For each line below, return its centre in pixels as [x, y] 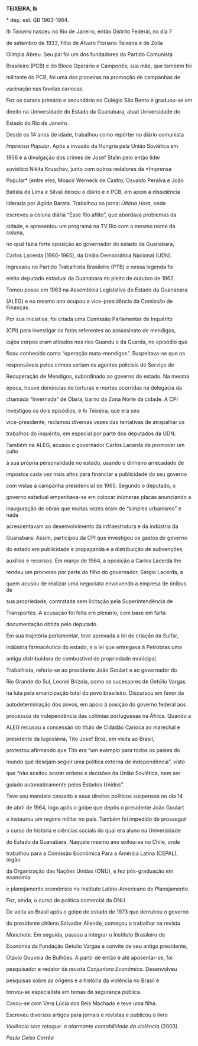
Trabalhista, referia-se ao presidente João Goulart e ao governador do [92, 670]
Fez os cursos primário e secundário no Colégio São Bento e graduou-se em [99, 100]
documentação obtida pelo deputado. [52, 624]
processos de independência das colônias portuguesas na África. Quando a [99, 716]
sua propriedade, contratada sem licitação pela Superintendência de [90, 601]
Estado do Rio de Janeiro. [38, 123]
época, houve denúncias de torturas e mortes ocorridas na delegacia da [94, 388]
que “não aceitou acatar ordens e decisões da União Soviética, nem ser [93, 773]
